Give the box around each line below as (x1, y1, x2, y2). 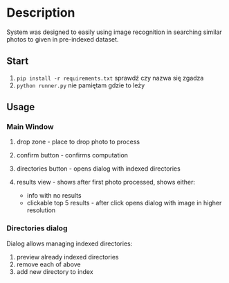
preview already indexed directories (16, 252, 119, 261)
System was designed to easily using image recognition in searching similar (6, 28, 222, 36)
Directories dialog (6, 223, 68, 233)
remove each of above (16, 260, 81, 268)
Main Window (6, 122, 54, 132)
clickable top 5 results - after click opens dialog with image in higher (26, 199, 222, 207)
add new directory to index (16, 267, 94, 275)
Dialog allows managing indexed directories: (6, 239, 133, 248)
